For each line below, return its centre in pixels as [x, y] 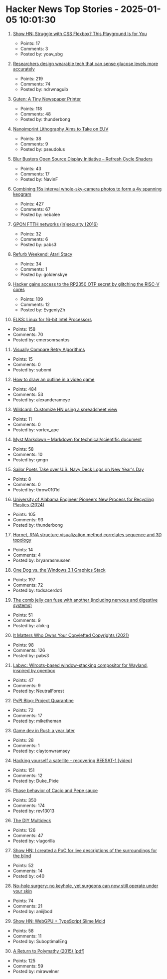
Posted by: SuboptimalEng [40, 941]
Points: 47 [23, 680]
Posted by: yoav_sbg [41, 54]
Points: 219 [32, 78]
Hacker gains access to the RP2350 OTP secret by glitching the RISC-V [86, 284]
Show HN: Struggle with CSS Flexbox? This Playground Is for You [80, 33]
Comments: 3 [34, 48]
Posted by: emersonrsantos [41, 340]
